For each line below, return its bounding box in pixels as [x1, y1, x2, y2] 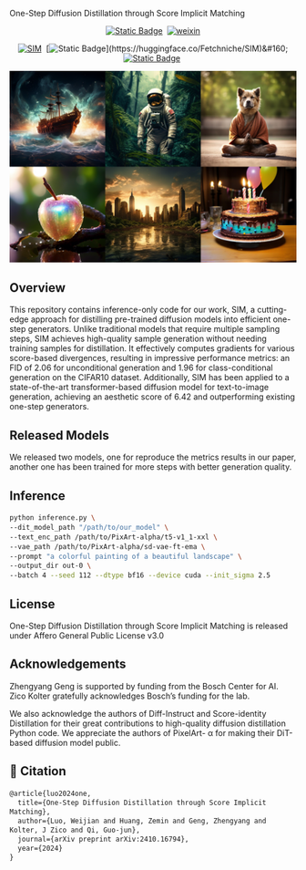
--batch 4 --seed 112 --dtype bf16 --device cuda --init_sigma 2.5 [9, 571, 271, 580]
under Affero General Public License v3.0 [9, 630, 165, 641]
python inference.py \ [9, 513, 96, 523]
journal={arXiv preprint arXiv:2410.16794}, [17, 834, 189, 844]
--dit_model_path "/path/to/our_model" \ [9, 523, 169, 532]
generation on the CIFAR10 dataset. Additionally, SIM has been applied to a [9, 372, 290, 383]
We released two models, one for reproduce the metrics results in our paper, [9, 451, 297, 463]
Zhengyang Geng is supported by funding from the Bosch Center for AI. [9, 680, 280, 691]
